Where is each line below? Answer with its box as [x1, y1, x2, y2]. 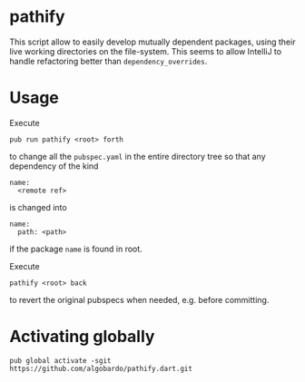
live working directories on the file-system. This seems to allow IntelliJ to [9, 45, 282, 56]
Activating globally [9, 327, 155, 347]
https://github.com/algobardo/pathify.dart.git [9, 364, 193, 373]
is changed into [9, 201, 67, 212]
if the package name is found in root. [9, 243, 143, 254]
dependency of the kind [9, 161, 99, 171]
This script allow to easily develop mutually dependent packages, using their [9, 36, 296, 47]
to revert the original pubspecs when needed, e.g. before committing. [9, 294, 270, 305]
